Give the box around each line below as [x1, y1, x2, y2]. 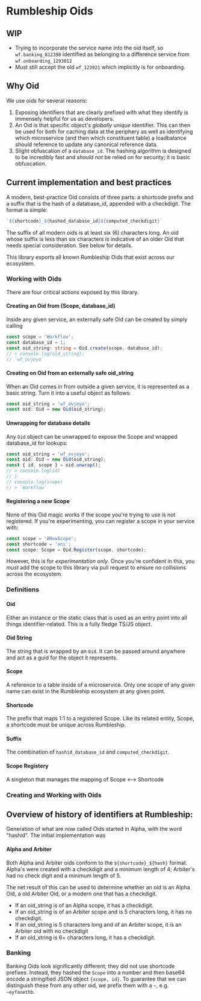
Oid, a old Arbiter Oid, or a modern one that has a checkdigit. [6, 890, 158, 897]
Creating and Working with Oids [6, 790, 102, 799]
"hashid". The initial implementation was [6, 831, 106, 839]
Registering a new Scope [6, 498, 70, 505]
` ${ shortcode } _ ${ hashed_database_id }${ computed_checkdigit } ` [6, 218, 163, 224]
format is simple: [6, 206, 48, 214]
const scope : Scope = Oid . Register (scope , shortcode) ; [6, 547, 147, 553]
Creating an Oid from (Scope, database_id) [6, 302, 116, 310]
